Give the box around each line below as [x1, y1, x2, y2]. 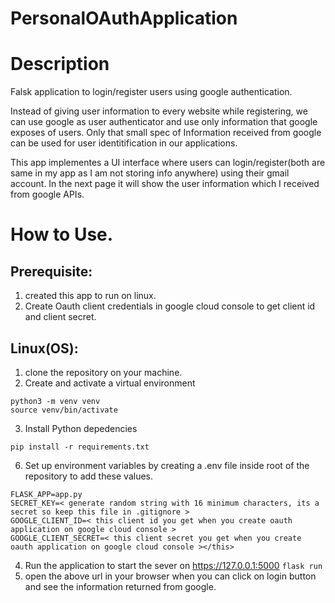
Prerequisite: [10, 263, 93, 280]
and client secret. [24, 311, 97, 323]
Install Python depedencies [24, 422, 138, 434]
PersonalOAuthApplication [10, 7, 238, 30]
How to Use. [10, 223, 114, 246]
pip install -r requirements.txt [10, 442, 150, 452]
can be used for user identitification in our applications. [10, 137, 238, 149]
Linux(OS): [10, 340, 79, 357]
